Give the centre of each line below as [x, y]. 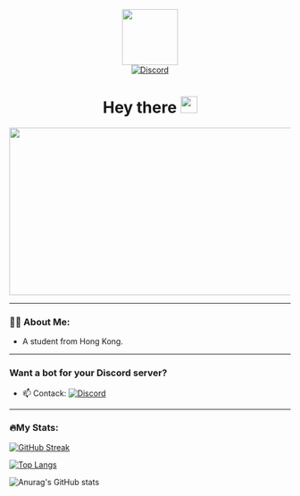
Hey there [139, 108]
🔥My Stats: [34, 428]
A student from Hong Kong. [72, 341]
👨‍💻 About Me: [40, 322]
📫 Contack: [44, 393]
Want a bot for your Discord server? [88, 373]
